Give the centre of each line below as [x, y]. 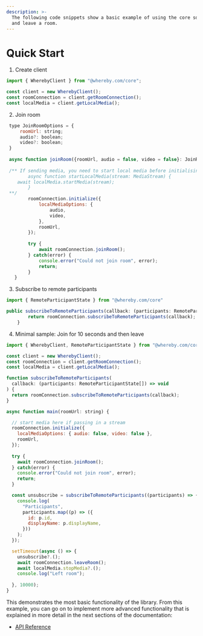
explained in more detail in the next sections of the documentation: [89, 615]
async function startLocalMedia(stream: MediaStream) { [100, 176]
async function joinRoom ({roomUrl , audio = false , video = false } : [95, 160]
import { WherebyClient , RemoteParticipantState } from [78, 345]
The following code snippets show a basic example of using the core [101, 18]
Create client [31, 70]
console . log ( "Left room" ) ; [51, 574]
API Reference [33, 626]
